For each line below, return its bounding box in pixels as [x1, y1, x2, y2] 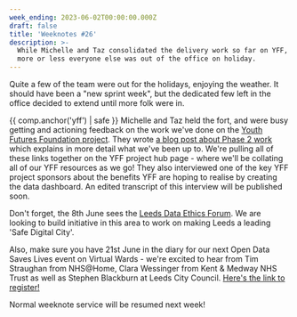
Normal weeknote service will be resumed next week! [9, 299, 206, 310]
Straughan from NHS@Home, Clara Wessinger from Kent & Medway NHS [9, 264, 277, 273]
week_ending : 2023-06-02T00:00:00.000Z [9, 12, 157, 22]
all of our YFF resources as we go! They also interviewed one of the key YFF [9, 162, 289, 173]
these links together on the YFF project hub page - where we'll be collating [9, 153, 284, 163]
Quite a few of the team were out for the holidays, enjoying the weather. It [9, 79, 279, 89]
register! [9, 282, 40, 292]
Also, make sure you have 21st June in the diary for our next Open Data [9, 244, 270, 255]
